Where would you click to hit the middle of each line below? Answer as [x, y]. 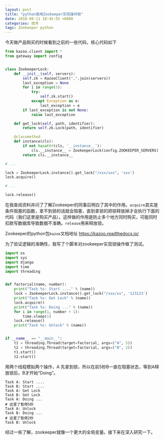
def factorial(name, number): [36, 285]
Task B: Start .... [25, 386]
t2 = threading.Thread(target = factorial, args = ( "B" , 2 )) [73, 348]
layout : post [18, 10]
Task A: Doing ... [24, 399]
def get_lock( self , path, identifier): [55, 123]
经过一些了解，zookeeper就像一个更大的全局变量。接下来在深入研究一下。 [80, 432]
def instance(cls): [34, 142]
